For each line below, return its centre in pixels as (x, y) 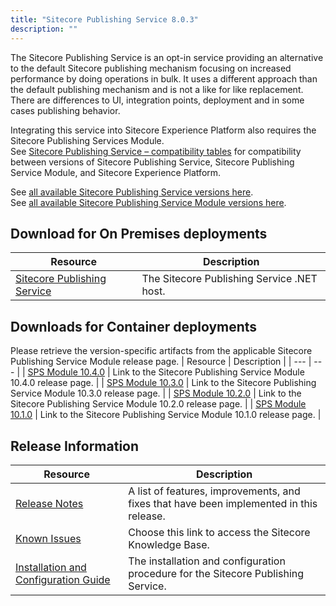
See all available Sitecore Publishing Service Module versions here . (148, 202)
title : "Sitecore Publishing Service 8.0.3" (104, 19)
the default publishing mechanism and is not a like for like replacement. (157, 89)
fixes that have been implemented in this (223, 503)
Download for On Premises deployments (139, 233)
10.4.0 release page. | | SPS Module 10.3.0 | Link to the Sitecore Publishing (163, 383)
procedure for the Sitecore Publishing (216, 573)
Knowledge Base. (169, 544)
